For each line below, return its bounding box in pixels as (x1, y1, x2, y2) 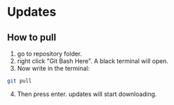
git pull (7, 78, 32, 84)
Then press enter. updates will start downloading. (16, 90, 158, 98)
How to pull (7, 32, 57, 43)
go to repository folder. (16, 49, 82, 58)
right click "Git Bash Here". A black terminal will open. (16, 57, 169, 65)
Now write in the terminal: (16, 65, 90, 72)
